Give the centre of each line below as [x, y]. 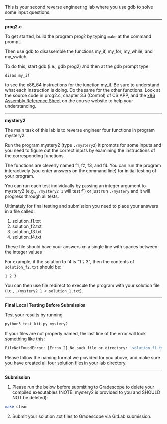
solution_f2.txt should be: [33, 267]
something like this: [25, 339]
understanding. [21, 106]
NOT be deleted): [30, 397]
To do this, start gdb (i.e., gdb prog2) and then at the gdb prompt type [77, 66]
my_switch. [17, 57]
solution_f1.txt [27, 221]
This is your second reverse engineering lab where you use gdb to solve [79, 7]
